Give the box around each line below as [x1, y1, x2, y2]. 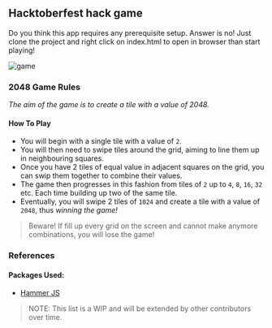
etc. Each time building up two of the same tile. [19, 188, 178, 198]
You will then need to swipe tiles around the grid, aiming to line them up [19, 145, 260, 155]
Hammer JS [19, 288, 60, 298]
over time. [28, 313, 63, 322]
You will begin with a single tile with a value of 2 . [19, 136, 182, 146]
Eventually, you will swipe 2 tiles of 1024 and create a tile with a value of [19, 196, 261, 206]
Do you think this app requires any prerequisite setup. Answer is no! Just [8, 28, 252, 37]
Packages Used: [8, 270, 65, 279]
